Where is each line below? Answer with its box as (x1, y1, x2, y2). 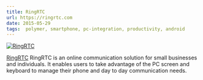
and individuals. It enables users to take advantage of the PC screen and (6, 61, 190, 68)
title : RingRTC (6, 8, 45, 15)
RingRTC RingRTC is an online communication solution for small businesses (6, 54, 197, 61)
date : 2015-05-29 (6, 20, 51, 26)
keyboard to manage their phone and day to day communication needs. (6, 67, 187, 75)
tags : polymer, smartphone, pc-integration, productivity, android (6, 25, 185, 32)
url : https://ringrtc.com (6, 15, 72, 21)
